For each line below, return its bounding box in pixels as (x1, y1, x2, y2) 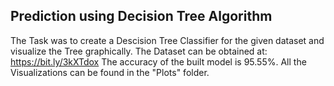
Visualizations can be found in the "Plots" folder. (10, 66, 210, 78)
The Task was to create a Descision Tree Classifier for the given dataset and (10, 34, 325, 46)
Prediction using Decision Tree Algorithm (10, 8, 273, 25)
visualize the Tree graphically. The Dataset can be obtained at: (10, 45, 268, 57)
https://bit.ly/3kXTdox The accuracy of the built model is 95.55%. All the (10, 55, 307, 68)
